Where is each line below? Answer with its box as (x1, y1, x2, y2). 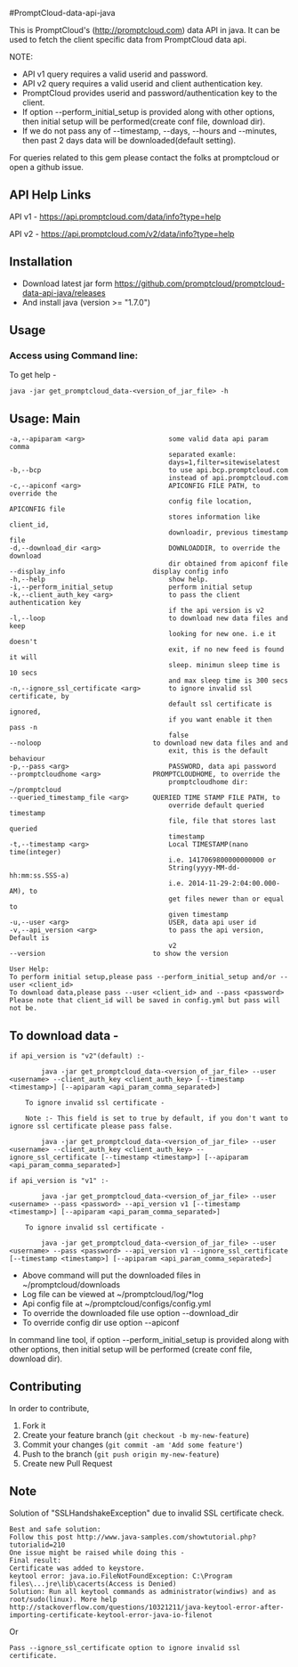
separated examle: (168, 450, 238, 460)
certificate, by (9, 692, 69, 701)
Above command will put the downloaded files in (21, 1270, 201, 1280)
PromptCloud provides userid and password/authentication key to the (21, 88, 278, 98)
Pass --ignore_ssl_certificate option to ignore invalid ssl (9, 1643, 241, 1652)
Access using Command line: (9, 349, 139, 362)
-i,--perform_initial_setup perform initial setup (9, 583, 253, 592)
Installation (9, 254, 73, 270)
